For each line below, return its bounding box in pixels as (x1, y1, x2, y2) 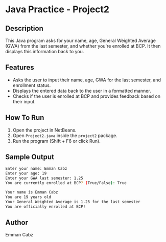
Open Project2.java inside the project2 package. (12, 132, 117, 139)
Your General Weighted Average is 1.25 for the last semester (5, 199, 140, 204)
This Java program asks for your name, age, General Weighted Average (5, 37, 156, 43)
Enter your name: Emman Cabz (5, 166, 67, 171)
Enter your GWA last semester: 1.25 (5, 175, 83, 181)
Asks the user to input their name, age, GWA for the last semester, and (12, 77, 161, 83)
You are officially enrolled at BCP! (5, 204, 86, 209)
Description (5, 24, 43, 33)
